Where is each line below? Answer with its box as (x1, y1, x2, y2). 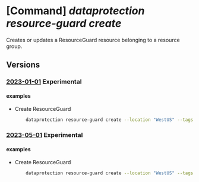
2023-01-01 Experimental (6, 78, 82, 86)
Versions (6, 60, 40, 70)
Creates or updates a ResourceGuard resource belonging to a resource (6, 36, 180, 43)
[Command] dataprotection (6, 4, 145, 18)
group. (6, 43, 23, 50)
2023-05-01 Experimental (6, 131, 83, 139)
